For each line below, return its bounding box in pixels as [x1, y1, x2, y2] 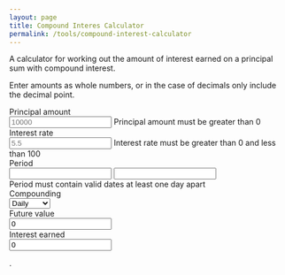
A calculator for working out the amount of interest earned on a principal [9, 54, 273, 65]
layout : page [9, 12, 58, 22]
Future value [9, 209, 55, 219]
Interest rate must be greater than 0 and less [113, 138, 276, 149]
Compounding [9, 188, 62, 199]
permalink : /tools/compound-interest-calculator [9, 29, 192, 38]
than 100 [9, 149, 42, 159]
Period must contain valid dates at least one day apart [9, 179, 206, 190]
